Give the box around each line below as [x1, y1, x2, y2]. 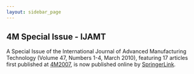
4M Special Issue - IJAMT [6, 32, 106, 42]
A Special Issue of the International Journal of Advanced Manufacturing [6, 48, 187, 55]
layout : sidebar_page [6, 9, 62, 15]
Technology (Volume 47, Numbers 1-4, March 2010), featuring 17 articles [6, 54, 188, 62]
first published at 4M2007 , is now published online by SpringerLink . [6, 61, 176, 68]
